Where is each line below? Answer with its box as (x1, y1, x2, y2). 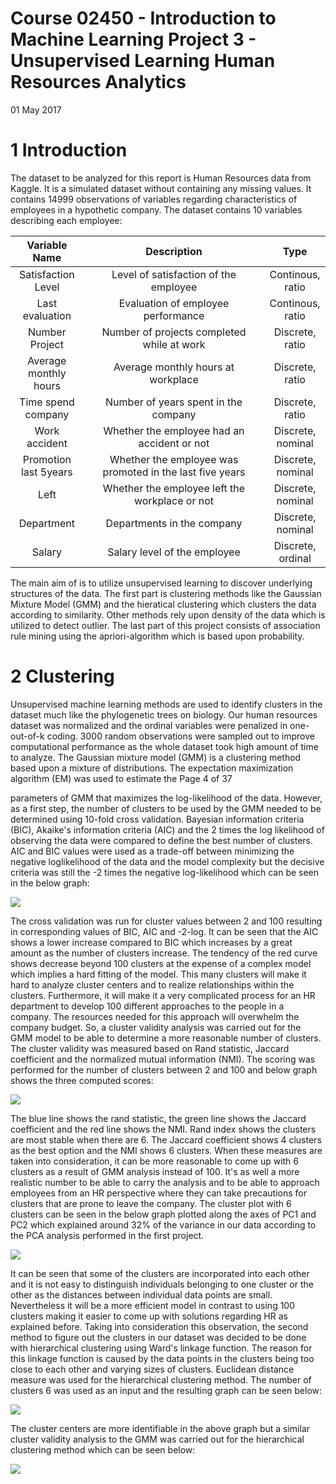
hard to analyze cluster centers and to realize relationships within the (10, 978, 295, 991)
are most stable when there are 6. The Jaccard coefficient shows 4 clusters (10, 1133, 322, 1146)
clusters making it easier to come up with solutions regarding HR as (10, 1310, 288, 1322)
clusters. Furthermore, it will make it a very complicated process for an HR (10, 989, 316, 1001)
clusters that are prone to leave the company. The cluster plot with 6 (10, 1197, 292, 1209)
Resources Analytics (10, 71, 187, 94)
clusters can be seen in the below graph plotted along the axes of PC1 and (10, 1208, 317, 1220)
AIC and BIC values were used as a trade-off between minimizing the (10, 845, 295, 857)
